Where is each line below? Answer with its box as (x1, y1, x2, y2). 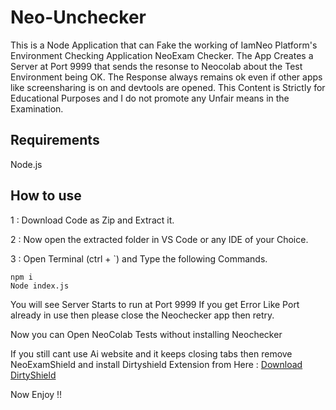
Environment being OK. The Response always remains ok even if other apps (10, 71, 323, 83)
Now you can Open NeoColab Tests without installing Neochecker (10, 328, 283, 340)
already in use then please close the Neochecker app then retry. (10, 309, 275, 321)
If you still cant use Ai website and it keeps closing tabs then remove (10, 347, 293, 360)
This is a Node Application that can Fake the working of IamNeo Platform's (10, 39, 318, 51)
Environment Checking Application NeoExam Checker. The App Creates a (10, 49, 314, 61)
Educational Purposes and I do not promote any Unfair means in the (10, 92, 290, 104)
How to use (10, 187, 82, 205)
